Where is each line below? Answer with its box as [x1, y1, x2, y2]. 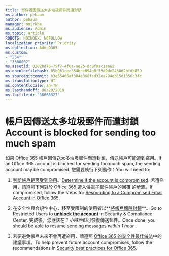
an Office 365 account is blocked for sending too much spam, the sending [5, 161, 161, 167]
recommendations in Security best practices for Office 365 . [12, 245, 137, 251]
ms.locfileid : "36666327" [5, 92, 60, 97]
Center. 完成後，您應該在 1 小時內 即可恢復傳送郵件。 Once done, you [12, 217, 156, 223]
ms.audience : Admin [5, 26, 47, 31]
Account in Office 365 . [12, 195, 60, 201]
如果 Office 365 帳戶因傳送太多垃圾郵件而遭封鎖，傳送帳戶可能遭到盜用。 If [5, 155, 162, 161]
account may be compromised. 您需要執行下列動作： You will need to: [5, 167, 151, 173]
